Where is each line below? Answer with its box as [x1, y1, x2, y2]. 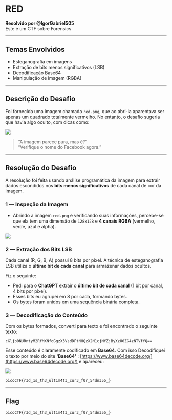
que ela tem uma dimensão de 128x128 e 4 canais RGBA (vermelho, [12, 218, 155, 224]
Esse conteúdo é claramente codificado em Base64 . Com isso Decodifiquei [5, 347, 165, 353]
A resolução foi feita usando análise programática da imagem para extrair [5, 177, 160, 183]
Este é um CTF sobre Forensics [5, 25, 72, 31]
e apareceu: [78, 359, 104, 365]
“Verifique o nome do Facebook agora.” [17, 144, 101, 150]
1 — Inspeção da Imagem [5, 201, 69, 208]
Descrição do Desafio [5, 95, 76, 103]
